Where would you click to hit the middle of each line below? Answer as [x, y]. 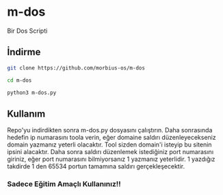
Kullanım [26, 114]
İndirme [24, 52]
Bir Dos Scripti [27, 31]
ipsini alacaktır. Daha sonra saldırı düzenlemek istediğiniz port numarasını [110, 152]
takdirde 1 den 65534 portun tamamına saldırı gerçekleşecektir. [96, 166]
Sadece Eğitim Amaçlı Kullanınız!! [64, 184]
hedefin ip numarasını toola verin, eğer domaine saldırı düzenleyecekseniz [112, 138]
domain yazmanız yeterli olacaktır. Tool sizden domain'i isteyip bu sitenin [109, 145]
